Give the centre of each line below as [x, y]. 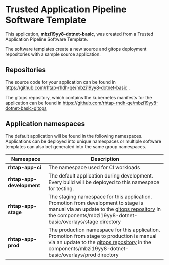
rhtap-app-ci [24, 167]
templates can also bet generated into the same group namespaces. [76, 146]
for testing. [61, 188]
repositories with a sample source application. [53, 54]
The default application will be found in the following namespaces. [74, 136]
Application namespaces [45, 124]
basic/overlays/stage [73, 221]
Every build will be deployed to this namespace [104, 182]
